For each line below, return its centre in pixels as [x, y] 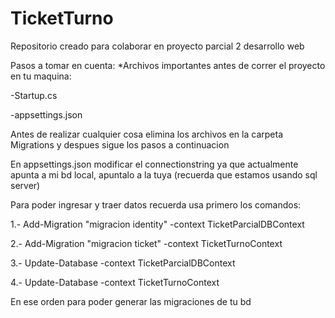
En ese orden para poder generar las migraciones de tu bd [131, 301]
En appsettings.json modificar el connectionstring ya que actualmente [154, 164]
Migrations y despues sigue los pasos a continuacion [120, 144]
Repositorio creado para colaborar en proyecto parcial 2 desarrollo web [157, 46]
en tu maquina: [41, 76]
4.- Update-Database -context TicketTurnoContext [115, 282]
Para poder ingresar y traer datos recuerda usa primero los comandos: [156, 204]
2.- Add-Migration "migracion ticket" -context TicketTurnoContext [146, 243]
